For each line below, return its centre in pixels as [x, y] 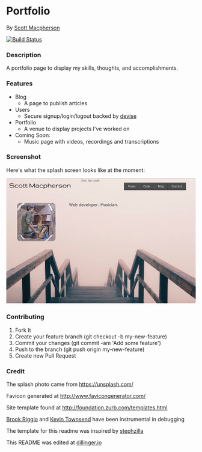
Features [20, 84]
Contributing [25, 317]
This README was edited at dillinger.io [54, 442]
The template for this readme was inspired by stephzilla [75, 431]
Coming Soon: [32, 135]
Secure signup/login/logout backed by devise [80, 116]
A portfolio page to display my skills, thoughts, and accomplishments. [92, 68]
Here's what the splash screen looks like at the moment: [76, 170]
